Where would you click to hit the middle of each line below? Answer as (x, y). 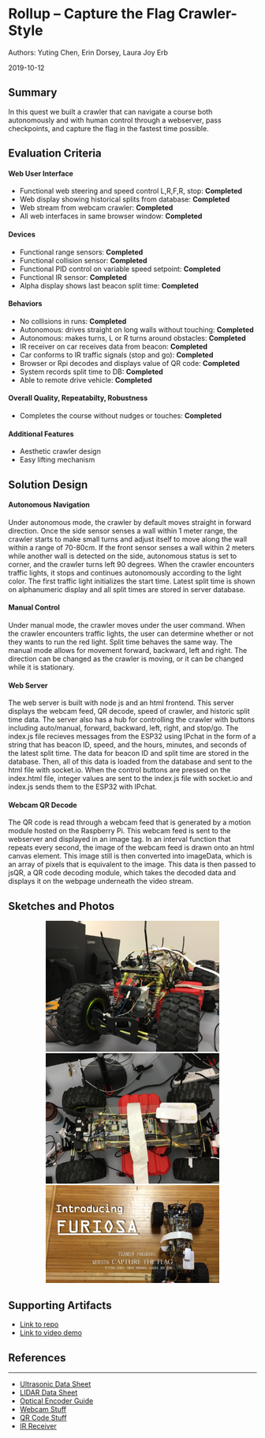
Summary (33, 93)
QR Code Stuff (43, 1418)
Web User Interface (41, 173)
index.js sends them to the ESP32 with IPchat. (83, 787)
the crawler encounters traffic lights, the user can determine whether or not (131, 633)
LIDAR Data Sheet (49, 1393)
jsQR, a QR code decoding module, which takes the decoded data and (122, 873)
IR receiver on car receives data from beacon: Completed (113, 346)
